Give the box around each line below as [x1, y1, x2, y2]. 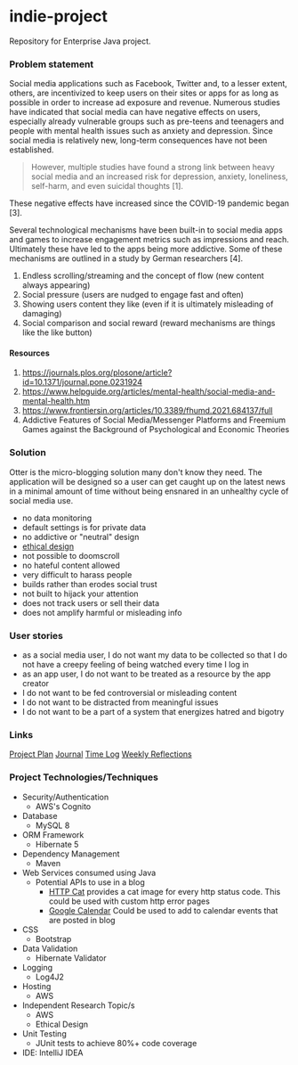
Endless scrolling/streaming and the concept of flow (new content [21, 270, 264, 282]
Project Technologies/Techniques [9, 771, 158, 783]
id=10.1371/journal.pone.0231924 [21, 377, 142, 388]
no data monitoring [21, 512, 93, 523]
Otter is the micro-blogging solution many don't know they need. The [9, 466, 262, 478]
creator [21, 678, 50, 689]
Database [21, 810, 58, 821]
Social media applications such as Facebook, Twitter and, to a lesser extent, [9, 78, 287, 89]
